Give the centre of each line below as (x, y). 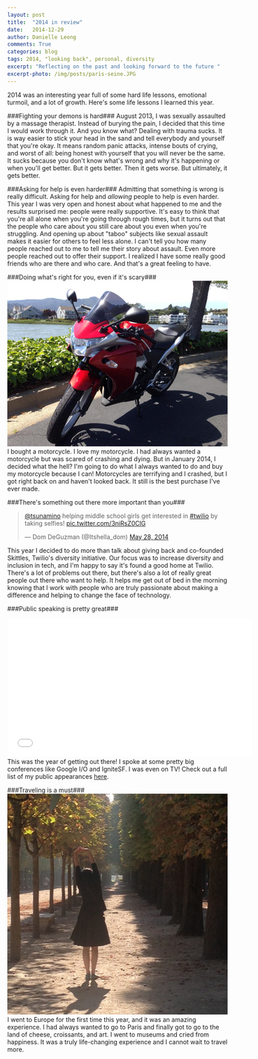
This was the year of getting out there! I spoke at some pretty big (101, 761)
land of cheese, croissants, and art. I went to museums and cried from (108, 1034)
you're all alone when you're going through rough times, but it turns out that (116, 219)
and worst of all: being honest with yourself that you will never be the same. (116, 153)
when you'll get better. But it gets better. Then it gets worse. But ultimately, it (117, 168)
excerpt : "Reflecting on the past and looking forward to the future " (114, 67)
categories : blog (33, 52)
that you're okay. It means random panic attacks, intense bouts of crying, (113, 145)
